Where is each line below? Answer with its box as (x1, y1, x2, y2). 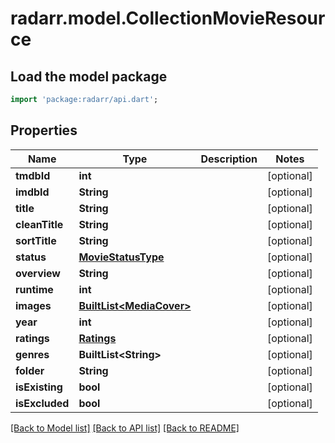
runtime (15, 282, 54, 296)
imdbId (15, 185, 50, 199)
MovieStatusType (78, 250, 165, 264)
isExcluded (15, 396, 70, 410)
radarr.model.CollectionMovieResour (10, 7, 326, 30)
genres (15, 347, 50, 361)
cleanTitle (15, 217, 64, 231)
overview (15, 266, 61, 280)
